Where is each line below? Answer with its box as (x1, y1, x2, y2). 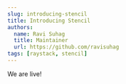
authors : (7, 23, 33, 31)
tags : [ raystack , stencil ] (7, 51, 88, 58)
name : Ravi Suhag (14, 30, 65, 38)
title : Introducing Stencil (7, 17, 91, 24)
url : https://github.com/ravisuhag (14, 43, 120, 51)
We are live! (7, 69, 42, 78)
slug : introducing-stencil (7, 10, 88, 18)
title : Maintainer (14, 37, 69, 44)
